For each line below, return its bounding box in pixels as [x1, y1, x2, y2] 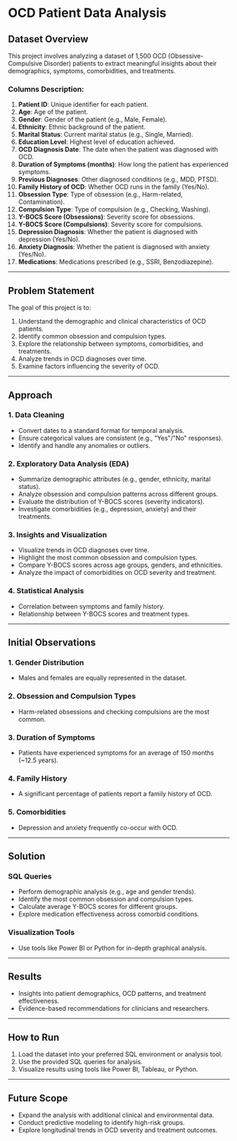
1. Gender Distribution [8, 658, 84, 667]
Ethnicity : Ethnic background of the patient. [18, 123, 146, 131]
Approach [8, 389, 53, 401]
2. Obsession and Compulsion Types [8, 691, 136, 701]
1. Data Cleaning [8, 410, 65, 420]
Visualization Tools [8, 927, 75, 937]
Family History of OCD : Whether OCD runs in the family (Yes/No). [18, 183, 210, 191]
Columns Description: [8, 84, 84, 94]
